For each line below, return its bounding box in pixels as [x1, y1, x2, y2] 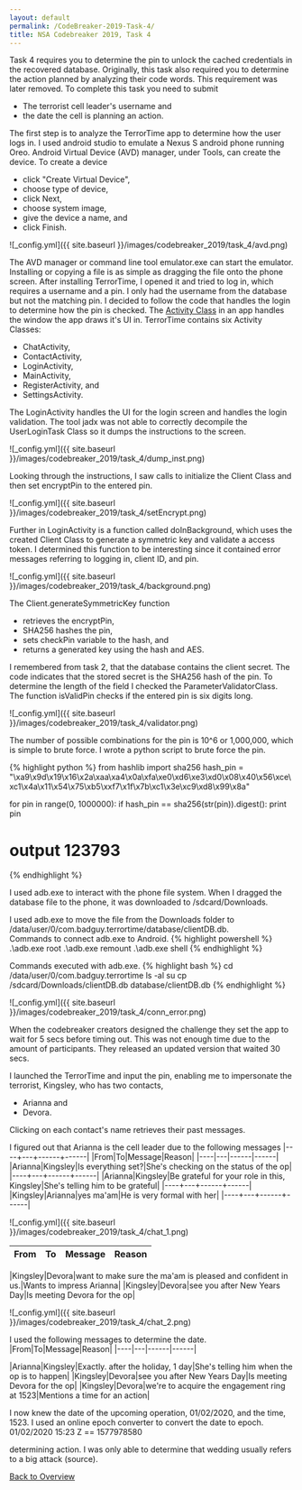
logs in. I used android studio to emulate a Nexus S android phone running [9, 137, 285, 149]
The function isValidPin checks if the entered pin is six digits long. [9, 691, 253, 702]
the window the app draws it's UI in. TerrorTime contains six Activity [9, 315, 263, 326]
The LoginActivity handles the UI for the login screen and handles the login [9, 407, 288, 418]
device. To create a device [9, 157, 108, 168]
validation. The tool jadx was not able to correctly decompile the [9, 417, 248, 428]
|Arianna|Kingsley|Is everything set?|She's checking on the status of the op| [9, 1161, 293, 1173]
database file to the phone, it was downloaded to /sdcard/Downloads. [9, 897, 269, 907]
